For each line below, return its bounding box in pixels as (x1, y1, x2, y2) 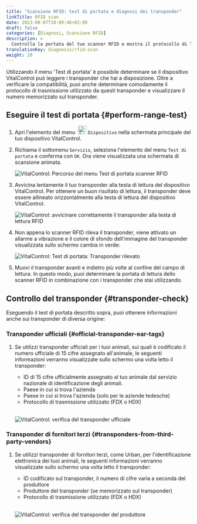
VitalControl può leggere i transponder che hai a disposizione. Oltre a (6, 74, 173, 81)
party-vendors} (6, 437, 52, 446)
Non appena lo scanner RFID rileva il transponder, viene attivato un (14, 229, 176, 236)
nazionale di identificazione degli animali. (23, 379, 123, 386)
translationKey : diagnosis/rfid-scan (6, 47, 98, 53)
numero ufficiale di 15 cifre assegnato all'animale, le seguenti (14, 350, 162, 357)
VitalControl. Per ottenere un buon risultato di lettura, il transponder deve (14, 188, 191, 195)
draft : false (6, 25, 38, 31)
